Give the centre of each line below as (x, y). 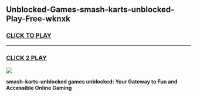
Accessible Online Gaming (39, 88)
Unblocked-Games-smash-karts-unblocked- (90, 10)
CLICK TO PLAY (29, 36)
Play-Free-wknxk (38, 19)
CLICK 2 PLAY (26, 58)
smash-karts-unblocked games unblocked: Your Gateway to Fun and (92, 81)
